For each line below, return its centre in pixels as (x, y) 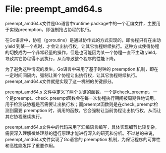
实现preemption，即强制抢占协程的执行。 (52, 29)
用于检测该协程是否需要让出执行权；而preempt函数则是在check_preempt (80, 104)
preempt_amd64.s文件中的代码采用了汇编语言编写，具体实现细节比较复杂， (82, 127)
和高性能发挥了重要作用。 (31, 145)
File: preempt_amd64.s (54, 9)
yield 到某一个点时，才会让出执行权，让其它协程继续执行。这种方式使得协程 (82, 46)
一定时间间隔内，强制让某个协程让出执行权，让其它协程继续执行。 (72, 75)
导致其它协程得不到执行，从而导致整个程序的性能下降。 (61, 58)
